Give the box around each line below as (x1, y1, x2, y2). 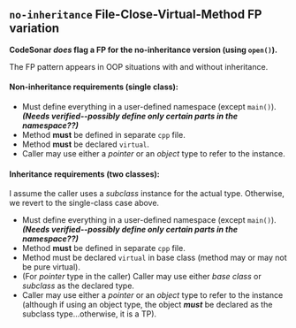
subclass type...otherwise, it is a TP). (21, 309, 157, 319)
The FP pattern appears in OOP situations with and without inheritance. (9, 61, 269, 72)
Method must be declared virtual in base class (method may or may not (21, 252, 287, 263)
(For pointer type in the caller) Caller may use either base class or (21, 271, 262, 282)
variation (9, 21, 60, 36)
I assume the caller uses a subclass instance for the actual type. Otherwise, (9, 188, 285, 199)
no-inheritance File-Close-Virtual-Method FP (9, 7, 262, 22)
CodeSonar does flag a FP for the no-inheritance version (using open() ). (9, 44, 278, 55)
